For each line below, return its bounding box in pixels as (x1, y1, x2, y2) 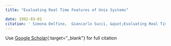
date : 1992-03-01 (5, 16, 42, 22)
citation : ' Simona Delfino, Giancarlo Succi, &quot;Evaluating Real (5, 21, 158, 26)
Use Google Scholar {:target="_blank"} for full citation (5, 35, 117, 41)
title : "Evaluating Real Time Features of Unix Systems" (5, 7, 129, 13)
